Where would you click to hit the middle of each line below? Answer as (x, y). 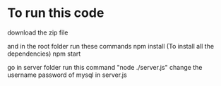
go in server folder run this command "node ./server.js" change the (105, 67)
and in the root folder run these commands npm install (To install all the (110, 46)
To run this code (56, 13)
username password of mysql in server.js (67, 75)
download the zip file (38, 32)
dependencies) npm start (44, 54)
